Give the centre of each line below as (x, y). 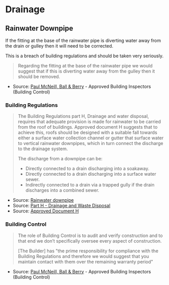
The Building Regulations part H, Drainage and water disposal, (83, 116)
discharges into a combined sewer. (62, 191)
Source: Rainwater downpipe (43, 200)
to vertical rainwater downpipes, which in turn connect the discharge (90, 144)
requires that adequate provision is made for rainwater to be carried (89, 122)
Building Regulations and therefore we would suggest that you (83, 256)
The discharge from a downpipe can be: (60, 159)
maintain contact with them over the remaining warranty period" (86, 262)
